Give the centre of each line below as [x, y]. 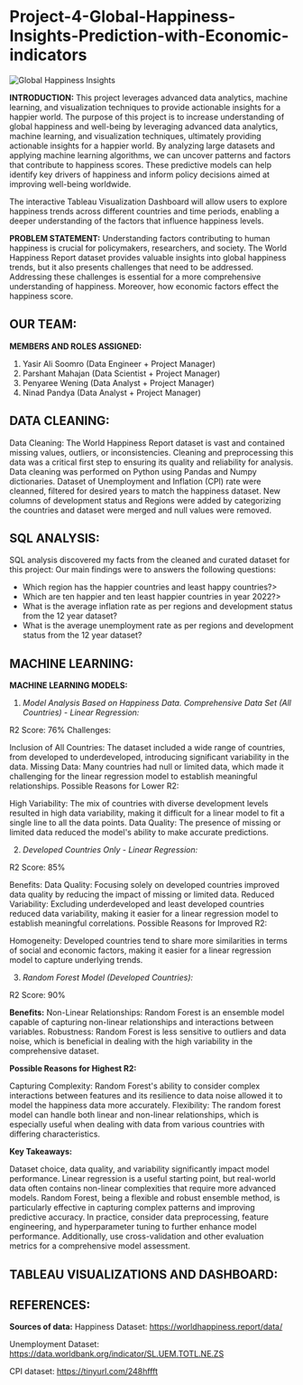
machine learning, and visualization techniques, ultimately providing [135, 136]
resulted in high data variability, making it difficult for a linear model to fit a [147, 813]
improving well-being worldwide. [70, 184]
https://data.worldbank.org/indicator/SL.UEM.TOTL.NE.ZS [117, 1354]
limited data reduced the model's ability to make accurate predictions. [139, 833]
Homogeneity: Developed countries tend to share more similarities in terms [149, 941]
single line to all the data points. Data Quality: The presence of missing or [145, 823]
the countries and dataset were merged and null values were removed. [141, 510]
